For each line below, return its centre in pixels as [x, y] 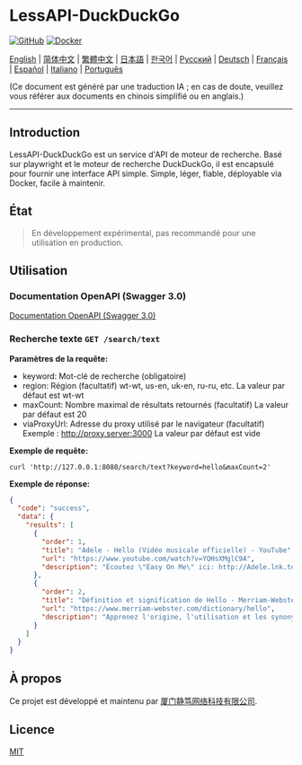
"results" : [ [50, 525]
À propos [36, 678]
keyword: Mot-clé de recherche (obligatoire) [104, 376]
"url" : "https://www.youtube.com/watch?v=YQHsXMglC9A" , [148, 558]
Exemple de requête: [49, 451]
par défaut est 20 [54, 414]
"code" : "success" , [54, 508]
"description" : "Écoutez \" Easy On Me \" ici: [129, 567]
